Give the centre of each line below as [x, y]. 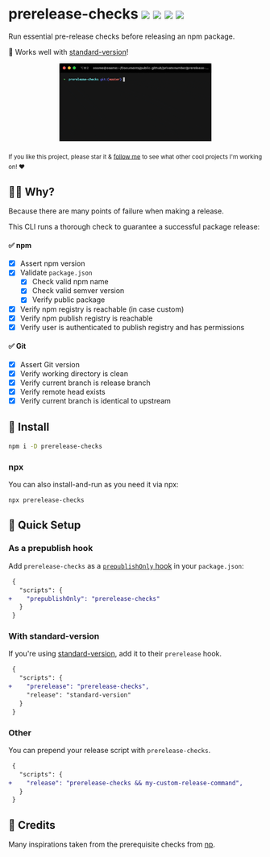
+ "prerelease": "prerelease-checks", [79, 687]
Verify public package [69, 300]
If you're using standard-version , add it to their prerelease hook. [115, 654]
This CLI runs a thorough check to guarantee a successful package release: [134, 227]
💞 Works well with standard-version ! [69, 52]
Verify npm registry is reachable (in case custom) [102, 309]
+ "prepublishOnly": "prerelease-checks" [84, 598]
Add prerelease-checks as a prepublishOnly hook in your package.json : [126, 565]
